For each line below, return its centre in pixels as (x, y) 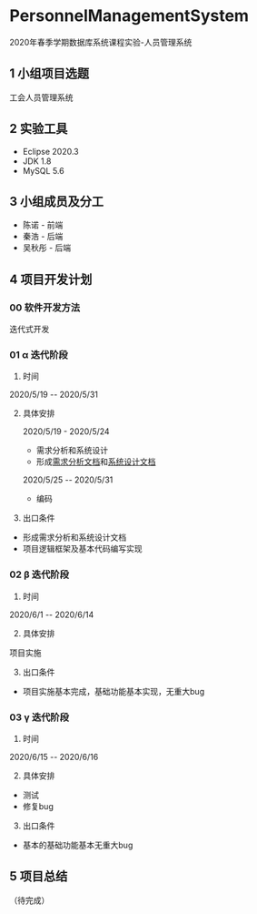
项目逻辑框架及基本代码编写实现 (82, 549)
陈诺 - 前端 (43, 225)
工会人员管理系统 (41, 97)
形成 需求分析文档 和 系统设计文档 (96, 462)
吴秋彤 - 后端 (47, 248)
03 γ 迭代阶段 (40, 717)
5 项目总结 (39, 876)
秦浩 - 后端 (43, 237)
